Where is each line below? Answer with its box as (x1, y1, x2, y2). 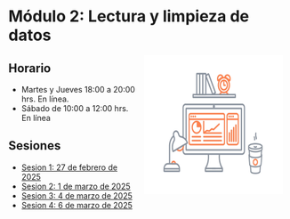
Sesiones (8, 138, 61, 153)
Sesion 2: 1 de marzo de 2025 (20, 181, 131, 191)
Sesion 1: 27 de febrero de (20, 162, 117, 173)
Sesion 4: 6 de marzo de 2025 (20, 199, 133, 210)
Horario (8, 61, 52, 76)
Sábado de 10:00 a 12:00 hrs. (20, 103, 129, 113)
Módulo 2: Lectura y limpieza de (8, 6, 250, 27)
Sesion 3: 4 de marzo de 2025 (20, 190, 133, 201)
